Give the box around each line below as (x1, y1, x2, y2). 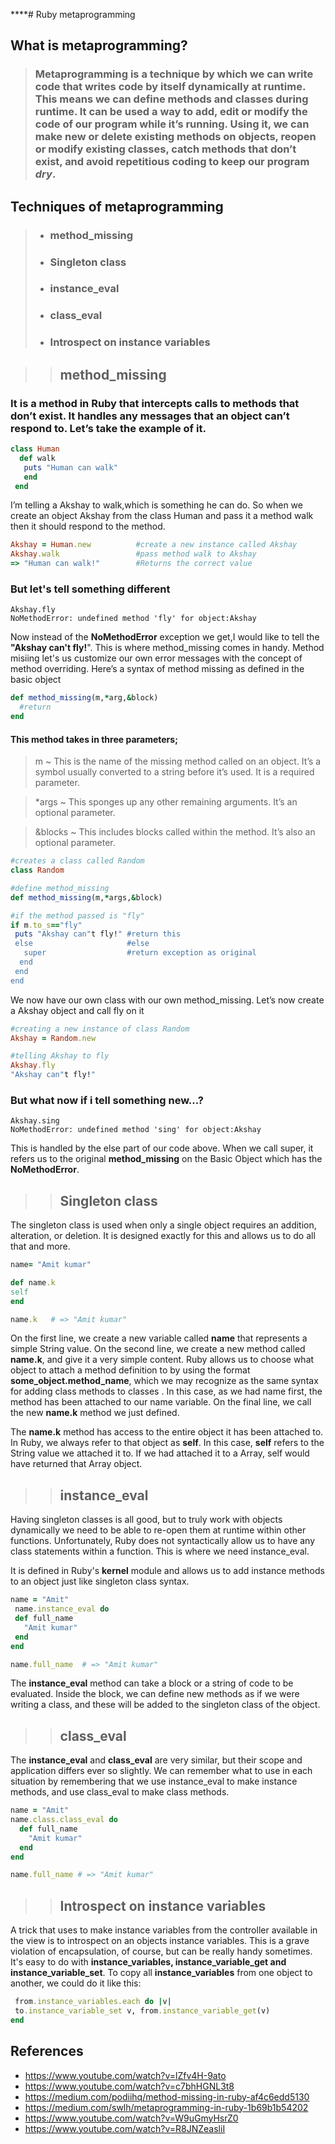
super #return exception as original (23, 948, 257, 958)
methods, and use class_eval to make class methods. (10, 1786, 230, 1798)
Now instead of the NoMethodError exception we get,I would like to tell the (10, 631, 320, 643)
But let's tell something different (10, 582, 171, 596)
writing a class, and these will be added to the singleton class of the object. (10, 1699, 321, 1711)
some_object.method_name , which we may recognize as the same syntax (10, 1375, 319, 1387)
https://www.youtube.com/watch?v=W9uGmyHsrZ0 (24, 2112, 239, 2124)
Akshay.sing (10, 1116, 60, 1126)
